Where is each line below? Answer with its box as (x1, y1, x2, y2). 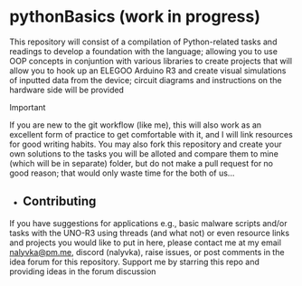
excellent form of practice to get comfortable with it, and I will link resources (9, 129, 294, 139)
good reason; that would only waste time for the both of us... (9, 167, 235, 178)
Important (9, 101, 46, 112)
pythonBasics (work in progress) (9, 6, 260, 27)
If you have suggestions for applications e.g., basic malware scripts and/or (9, 217, 288, 228)
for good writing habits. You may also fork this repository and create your (9, 138, 282, 149)
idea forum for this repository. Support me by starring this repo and (9, 256, 260, 267)
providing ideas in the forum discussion (9, 265, 156, 277)
